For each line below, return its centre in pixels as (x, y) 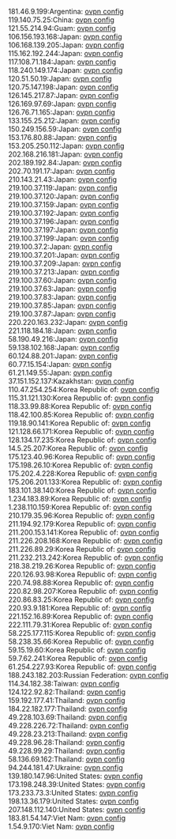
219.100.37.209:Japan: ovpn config (65, 263)
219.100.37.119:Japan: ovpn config (63, 188)
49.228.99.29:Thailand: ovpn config (67, 751)
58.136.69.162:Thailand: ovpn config (66, 759)
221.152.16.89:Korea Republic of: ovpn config (81, 616)
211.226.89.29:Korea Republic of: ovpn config (82, 549)
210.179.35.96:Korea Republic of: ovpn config (82, 516)
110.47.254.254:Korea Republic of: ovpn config (84, 389)
